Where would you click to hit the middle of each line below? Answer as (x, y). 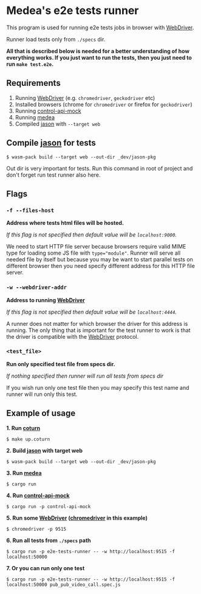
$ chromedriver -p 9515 (36, 529)
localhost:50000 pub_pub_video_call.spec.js (63, 585)
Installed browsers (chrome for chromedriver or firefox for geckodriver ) (104, 104)
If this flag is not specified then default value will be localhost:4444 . (92, 312)
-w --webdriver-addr (37, 288)
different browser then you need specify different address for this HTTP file (101, 266)
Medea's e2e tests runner (73, 11)
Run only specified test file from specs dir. (61, 364)
